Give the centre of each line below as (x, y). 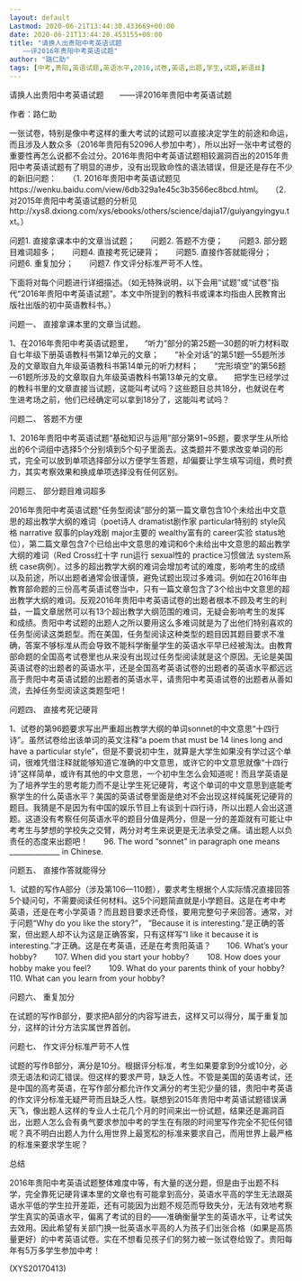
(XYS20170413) (38, 1268)
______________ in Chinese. (56, 851)
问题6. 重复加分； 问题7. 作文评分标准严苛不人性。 (109, 263)
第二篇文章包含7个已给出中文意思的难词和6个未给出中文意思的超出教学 (159, 544)
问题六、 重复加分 (42, 996)
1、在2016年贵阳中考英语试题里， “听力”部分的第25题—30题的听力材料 (145, 343)
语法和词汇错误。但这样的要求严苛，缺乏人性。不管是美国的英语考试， (155, 1076)
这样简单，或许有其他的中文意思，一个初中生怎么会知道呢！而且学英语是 (155, 773)
